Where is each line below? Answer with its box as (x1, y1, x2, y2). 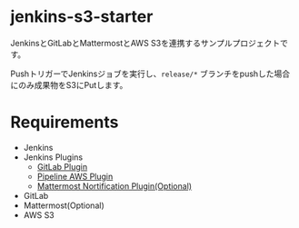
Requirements (10, 112, 119, 133)
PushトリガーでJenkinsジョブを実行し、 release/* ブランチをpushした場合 (10, 68, 291, 79)
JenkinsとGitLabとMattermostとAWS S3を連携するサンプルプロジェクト (10, 37, 281, 48)
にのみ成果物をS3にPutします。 (10, 79, 128, 90)
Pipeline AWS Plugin (36, 171, 114, 182)
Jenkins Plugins (23, 152, 84, 163)
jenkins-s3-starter (10, 6, 154, 27)
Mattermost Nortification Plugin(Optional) (36, 180, 193, 192)
